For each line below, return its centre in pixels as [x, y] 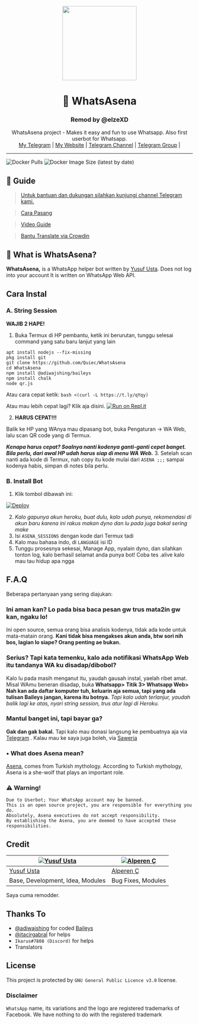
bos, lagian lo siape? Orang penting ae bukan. [64, 643]
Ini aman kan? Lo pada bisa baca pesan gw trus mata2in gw [93, 609]
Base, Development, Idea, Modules [57, 880]
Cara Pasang [36, 213]
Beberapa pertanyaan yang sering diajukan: [60, 594]
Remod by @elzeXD [99, 120]
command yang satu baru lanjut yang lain [65, 341]
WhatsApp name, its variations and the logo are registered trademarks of [93, 1009]
